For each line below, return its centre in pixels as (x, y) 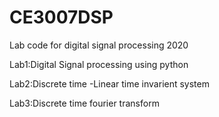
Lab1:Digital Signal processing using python (99, 64)
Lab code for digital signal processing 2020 (99, 45)
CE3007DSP (61, 17)
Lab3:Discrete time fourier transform (84, 103)
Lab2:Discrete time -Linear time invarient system (109, 83)
